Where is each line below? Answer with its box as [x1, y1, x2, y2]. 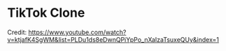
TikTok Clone [7, 5, 85, 21]
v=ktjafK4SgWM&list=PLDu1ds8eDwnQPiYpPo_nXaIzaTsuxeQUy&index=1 [7, 35, 219, 43]
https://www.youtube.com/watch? [27, 28, 127, 36]
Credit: [7, 28, 27, 36]
